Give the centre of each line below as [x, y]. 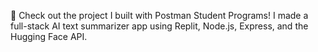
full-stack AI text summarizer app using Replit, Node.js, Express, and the [159, 26]
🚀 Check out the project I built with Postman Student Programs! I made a [159, 15]
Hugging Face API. [49, 36]
